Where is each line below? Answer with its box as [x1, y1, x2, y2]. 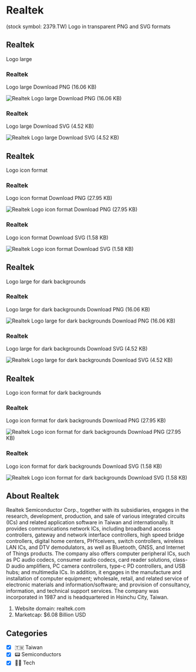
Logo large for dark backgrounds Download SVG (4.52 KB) [6, 345, 148, 352]
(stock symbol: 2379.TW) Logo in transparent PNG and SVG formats [6, 23, 171, 30]
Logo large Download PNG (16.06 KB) [6, 83, 97, 91]
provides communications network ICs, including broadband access [6, 525, 171, 532]
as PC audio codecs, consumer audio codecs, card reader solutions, [6, 556, 172, 564]
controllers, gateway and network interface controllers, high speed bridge [6, 531, 185, 538]
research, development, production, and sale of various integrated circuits [6, 513, 185, 520]
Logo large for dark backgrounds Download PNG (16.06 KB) [6, 306, 151, 313]
